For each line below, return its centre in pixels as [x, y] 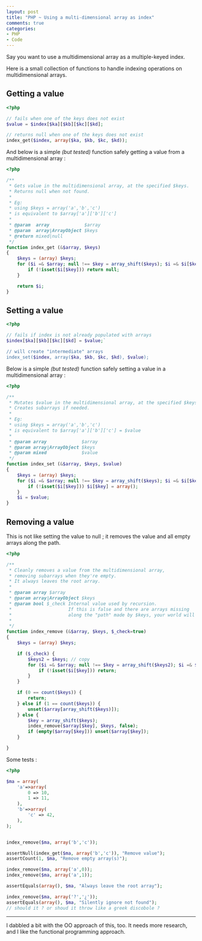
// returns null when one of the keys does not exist [75, 135]
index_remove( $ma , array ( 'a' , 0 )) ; [50, 869]
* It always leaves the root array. [55, 581]
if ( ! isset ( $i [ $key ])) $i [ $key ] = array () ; [83, 486]
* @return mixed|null [36, 236]
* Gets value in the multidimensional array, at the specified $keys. [99, 186]
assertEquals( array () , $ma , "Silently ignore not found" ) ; [82, 903]
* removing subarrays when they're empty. [63, 576]
